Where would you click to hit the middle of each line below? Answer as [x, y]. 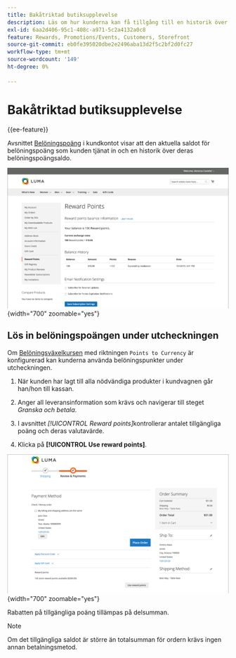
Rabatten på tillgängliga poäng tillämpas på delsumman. [88, 612]
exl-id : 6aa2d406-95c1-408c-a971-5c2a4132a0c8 [77, 30]
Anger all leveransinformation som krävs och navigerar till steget [111, 402]
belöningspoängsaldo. [39, 157]
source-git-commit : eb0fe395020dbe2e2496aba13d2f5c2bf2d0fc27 [100, 45]
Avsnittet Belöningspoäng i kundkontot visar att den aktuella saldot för [109, 143]
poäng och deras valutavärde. [61, 431]
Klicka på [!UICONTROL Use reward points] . [82, 444]
